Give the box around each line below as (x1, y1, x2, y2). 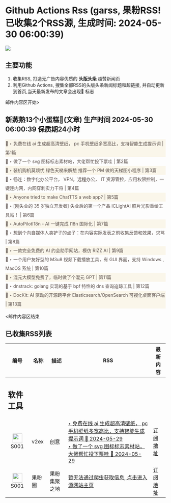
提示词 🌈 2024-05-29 (68, 435, 123, 442)
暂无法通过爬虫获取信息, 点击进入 (68, 474, 148, 481)
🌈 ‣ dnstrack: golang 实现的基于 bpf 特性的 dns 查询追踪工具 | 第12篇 (5, 283, 150, 289)
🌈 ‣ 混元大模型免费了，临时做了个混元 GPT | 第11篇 (5, 274, 112, 280)
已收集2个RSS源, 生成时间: (5, 17, 117, 29)
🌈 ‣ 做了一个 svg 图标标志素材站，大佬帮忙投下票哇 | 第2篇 (5, 158, 128, 164)
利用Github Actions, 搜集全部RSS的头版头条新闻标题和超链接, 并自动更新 (12, 82, 164, 88)
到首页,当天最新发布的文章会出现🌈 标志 (12, 88, 94, 94)
